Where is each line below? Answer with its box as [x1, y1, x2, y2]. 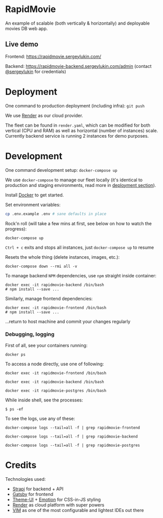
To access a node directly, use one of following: [5, 361, 104, 367]
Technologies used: [5, 476, 46, 482]
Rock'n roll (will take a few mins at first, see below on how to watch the [5, 220, 152, 227]
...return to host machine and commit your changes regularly [5, 318, 130, 325]
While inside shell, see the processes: [5, 397, 83, 403]
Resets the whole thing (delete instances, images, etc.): [5, 254, 120, 260]
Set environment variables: [5, 201, 61, 208]
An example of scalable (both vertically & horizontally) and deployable [5, 20, 150, 26]
